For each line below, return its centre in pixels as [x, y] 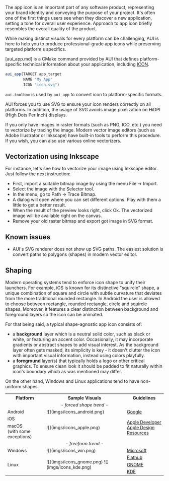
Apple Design [141, 428]
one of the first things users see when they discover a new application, [79, 18]
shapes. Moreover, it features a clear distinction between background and [82, 309]
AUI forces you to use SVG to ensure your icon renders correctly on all [78, 104]
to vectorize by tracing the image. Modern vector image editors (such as [80, 130]
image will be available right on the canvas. [57, 216]
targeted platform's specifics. [36, 49]
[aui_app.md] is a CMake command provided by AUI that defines [72, 59]
